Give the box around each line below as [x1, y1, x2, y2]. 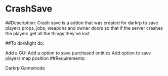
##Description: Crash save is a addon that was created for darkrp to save [5, 20, 158, 26]
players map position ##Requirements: [5, 55, 86, 61]
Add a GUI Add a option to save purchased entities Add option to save [5, 50, 151, 56]
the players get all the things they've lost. [5, 30, 91, 36]
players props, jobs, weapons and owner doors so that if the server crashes [5, 25, 163, 31]
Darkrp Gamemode [5, 65, 46, 71]
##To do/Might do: [5, 40, 45, 46]
